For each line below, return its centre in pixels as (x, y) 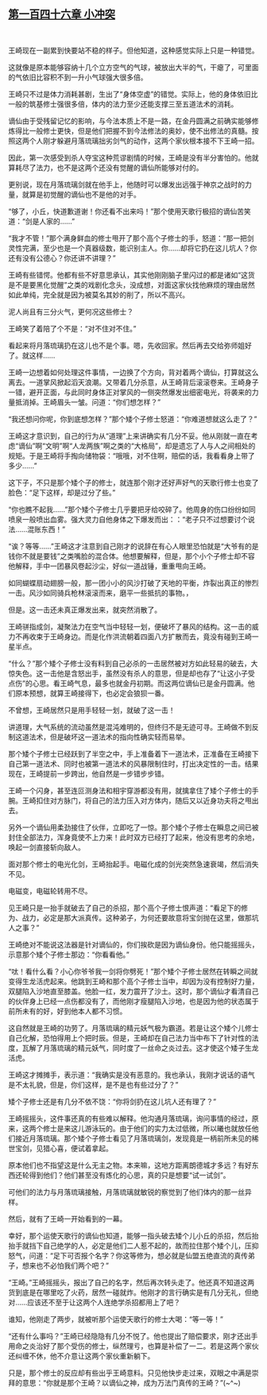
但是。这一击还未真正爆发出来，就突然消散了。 (85, 610)
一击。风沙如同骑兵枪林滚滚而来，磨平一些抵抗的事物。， (101, 593)
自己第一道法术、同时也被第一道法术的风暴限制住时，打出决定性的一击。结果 (133, 763)
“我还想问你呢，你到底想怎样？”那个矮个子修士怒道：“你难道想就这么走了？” (133, 419)
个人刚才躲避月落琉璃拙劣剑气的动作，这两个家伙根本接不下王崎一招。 (144, 141)
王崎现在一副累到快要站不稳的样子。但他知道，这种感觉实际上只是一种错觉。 (133, 50)
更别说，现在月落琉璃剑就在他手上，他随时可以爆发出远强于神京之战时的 (126, 184)
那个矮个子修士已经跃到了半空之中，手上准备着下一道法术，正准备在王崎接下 (133, 754)
